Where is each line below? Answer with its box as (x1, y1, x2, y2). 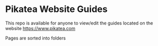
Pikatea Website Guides (5, 3, 108, 15)
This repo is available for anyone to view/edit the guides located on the (5, 20, 153, 26)
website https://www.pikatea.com (5, 25, 75, 31)
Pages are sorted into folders (5, 35, 66, 41)
